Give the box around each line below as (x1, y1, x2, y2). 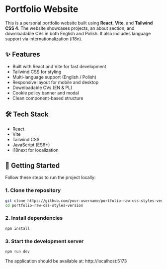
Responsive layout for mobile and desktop (12, 79, 99, 85)
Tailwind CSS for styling (12, 69, 62, 75)
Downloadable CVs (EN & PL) (12, 85, 73, 90)
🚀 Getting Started (5, 161, 60, 170)
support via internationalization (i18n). (5, 36, 83, 42)
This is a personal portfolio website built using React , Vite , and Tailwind (5, 20, 153, 26)
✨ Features (5, 50, 40, 59)
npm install (5, 226, 30, 231)
